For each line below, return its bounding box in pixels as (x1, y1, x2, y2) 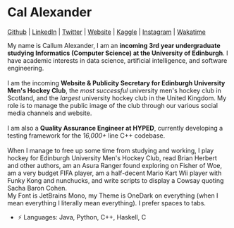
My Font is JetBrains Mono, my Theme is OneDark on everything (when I (7, 191, 218, 200)
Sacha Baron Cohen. (7, 184, 67, 192)
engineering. (7, 64, 44, 72)
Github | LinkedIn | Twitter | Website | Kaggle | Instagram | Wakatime (7, 28, 206, 36)
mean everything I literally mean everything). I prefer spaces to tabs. (7, 198, 207, 207)
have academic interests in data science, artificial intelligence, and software (7, 56, 228, 64)
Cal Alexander (7, 4, 92, 20)
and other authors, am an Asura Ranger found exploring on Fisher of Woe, (7, 161, 222, 169)
